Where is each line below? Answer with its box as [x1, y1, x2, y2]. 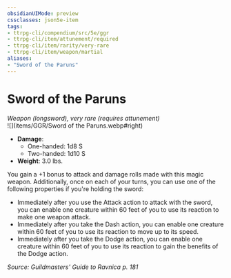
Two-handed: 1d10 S [27, 149, 86, 157]
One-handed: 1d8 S [27, 142, 83, 150]
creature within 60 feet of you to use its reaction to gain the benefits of [17, 242, 219, 250]
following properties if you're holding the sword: [7, 184, 143, 193]
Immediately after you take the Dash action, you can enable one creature [17, 220, 224, 228]
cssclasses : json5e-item [7, 17, 79, 23]
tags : [7, 23, 23, 30]
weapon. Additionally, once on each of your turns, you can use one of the [7, 177, 216, 186]
